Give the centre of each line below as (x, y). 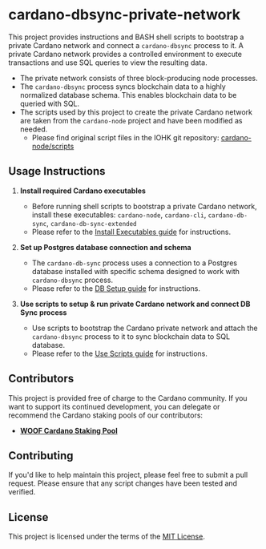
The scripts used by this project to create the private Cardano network (136, 112)
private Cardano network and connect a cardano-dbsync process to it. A (126, 45)
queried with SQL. (50, 103)
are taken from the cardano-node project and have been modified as (131, 120)
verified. (22, 492)
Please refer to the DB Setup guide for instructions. (116, 288)
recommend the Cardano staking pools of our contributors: (105, 415)
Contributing (41, 456)
